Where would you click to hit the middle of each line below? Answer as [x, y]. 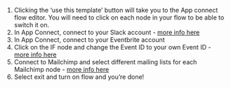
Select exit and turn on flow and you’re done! [79, 77]
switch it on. [32, 25]
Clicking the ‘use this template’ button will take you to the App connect [116, 10]
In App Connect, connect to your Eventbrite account [89, 40]
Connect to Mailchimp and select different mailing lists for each [105, 62]
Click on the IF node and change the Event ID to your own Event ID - [113, 47]
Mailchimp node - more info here [61, 69]
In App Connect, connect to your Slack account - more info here [107, 32]
